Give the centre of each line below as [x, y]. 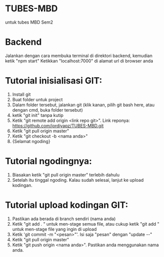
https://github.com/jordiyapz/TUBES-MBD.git [58, 125]
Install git [21, 94]
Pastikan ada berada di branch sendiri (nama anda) [64, 219]
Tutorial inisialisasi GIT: [54, 81]
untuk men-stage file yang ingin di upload [55, 229]
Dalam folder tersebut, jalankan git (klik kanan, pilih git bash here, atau [83, 105]
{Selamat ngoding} [31, 141]
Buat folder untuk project [37, 99]
